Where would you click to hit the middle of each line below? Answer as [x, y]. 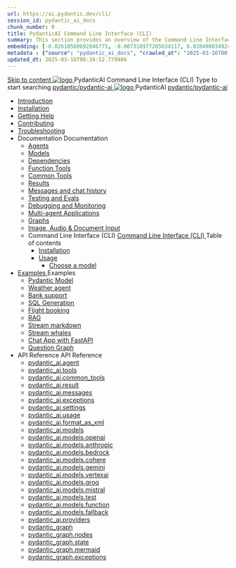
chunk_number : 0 [31, 27]
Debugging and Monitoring [67, 206]
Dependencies [49, 160]
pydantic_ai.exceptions [61, 400]
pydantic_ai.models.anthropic [71, 445]
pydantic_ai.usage [54, 415]
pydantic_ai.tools [52, 370]
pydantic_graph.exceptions [67, 557]
